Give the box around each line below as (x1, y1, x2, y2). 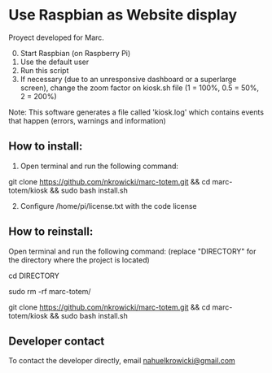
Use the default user (20, 57, 90, 67)
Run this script (20, 65, 69, 75)
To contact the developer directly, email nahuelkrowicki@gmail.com (8, 356, 236, 366)
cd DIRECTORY (8, 271, 59, 280)
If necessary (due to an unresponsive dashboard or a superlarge (20, 74, 237, 84)
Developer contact (8, 334, 105, 348)
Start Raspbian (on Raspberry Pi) (20, 48, 131, 58)
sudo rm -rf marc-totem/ (8, 286, 91, 296)
